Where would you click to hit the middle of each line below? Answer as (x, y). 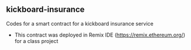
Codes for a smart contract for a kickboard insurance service (80, 23)
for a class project (36, 41)
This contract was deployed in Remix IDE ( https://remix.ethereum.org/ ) (100, 35)
